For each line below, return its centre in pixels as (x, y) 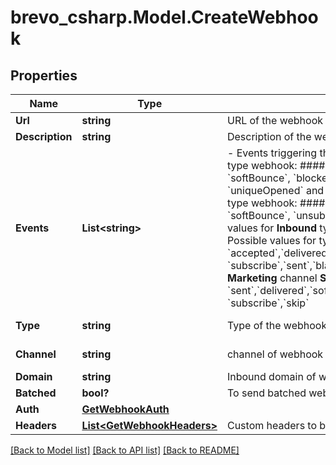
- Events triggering (272, 153)
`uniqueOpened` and (275, 190)
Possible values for (271, 240)
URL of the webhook (275, 120)
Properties (44, 75)
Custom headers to (272, 425)
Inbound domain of (271, 376)
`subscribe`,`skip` (268, 303)
